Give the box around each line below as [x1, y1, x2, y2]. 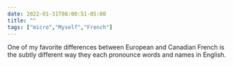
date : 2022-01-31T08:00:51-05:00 [7, 10, 107, 18]
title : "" [7, 17, 37, 24]
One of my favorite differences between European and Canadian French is [7, 43, 225, 52]
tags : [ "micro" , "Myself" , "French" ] [7, 23, 113, 31]
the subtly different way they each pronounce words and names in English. [7, 50, 227, 59]
